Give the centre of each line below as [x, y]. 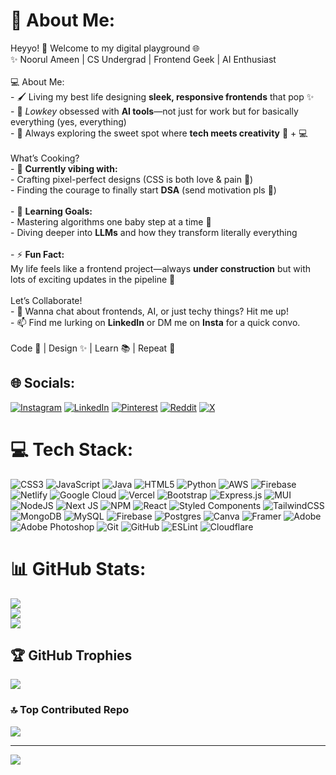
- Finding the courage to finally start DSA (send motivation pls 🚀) [143, 190]
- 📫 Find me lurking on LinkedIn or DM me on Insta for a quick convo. [155, 322]
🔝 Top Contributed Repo [70, 710]
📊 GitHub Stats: [78, 568]
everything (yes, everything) [68, 121]
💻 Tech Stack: [72, 449]
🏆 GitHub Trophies [71, 655]
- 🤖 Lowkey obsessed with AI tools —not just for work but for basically [154, 111]
